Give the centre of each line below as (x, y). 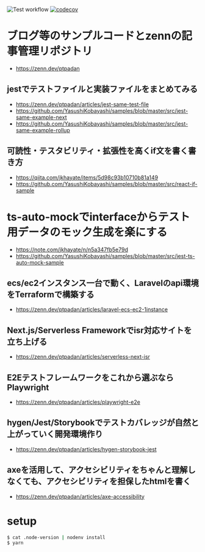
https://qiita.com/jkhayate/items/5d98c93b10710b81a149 (87, 177)
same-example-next (41, 117)
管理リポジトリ (56, 51)
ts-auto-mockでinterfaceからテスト (99, 217)
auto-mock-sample (40, 262)
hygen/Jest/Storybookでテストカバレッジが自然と (103, 423)
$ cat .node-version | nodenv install (56, 537)
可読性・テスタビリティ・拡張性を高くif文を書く (98, 151)
